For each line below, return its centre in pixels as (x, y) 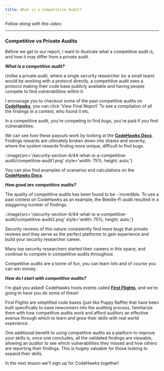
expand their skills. (24, 353)
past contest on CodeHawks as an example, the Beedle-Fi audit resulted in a (82, 199)
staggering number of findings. (36, 204)
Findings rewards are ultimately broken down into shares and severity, (76, 141)
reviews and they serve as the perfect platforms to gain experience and (77, 234)
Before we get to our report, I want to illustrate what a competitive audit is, (80, 51)
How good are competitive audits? (41, 185)
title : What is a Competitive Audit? (43, 10)
